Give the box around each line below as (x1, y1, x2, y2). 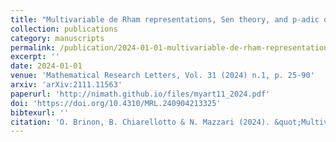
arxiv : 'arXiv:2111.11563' (10, 80, 123, 90)
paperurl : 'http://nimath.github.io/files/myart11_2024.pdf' (10, 89, 271, 99)
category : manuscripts (10, 33, 105, 43)
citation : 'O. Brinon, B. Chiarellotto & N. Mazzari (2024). (10, 117, 271, 127)
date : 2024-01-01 (10, 61, 83, 71)
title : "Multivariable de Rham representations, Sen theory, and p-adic (10, 14, 320, 25)
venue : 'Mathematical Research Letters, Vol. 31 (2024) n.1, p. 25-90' (10, 71, 315, 81)
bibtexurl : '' (10, 107, 70, 118)
